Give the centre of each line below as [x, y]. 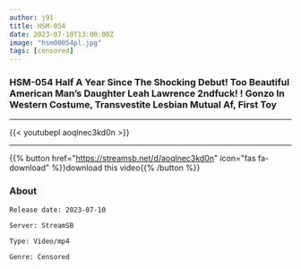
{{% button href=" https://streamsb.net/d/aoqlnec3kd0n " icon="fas [133, 159]
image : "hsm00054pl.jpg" [56, 43]
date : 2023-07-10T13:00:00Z [62, 34]
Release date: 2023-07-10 [57, 210]
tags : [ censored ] [42, 51]
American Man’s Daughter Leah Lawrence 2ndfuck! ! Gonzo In [147, 93]
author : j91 [31, 17]
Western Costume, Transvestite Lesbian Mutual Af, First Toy [143, 105]
